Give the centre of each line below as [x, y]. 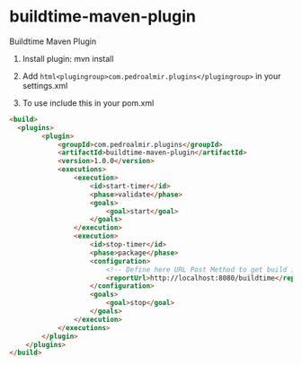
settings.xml [45, 85]
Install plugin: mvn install [68, 58]
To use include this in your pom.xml [88, 103]
